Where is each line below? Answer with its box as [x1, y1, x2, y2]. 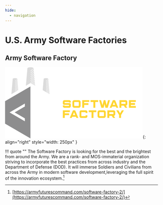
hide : [5, 8, 16, 13]
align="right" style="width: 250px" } [5, 139, 78, 145]
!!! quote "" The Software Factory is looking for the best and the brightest [5, 149, 151, 154]
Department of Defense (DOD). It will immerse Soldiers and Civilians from [5, 164, 152, 170]
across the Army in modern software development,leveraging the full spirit [5, 169, 154, 175]
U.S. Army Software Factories [5, 35, 127, 46]
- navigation [9, 13, 36, 18]
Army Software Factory [5, 54, 77, 62]
